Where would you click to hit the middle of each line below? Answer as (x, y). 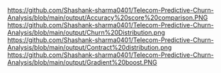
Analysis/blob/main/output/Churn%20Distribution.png (86, 32)
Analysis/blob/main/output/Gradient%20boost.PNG (82, 62)
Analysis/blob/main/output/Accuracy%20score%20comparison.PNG (108, 18)
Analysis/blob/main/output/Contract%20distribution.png (90, 47)
